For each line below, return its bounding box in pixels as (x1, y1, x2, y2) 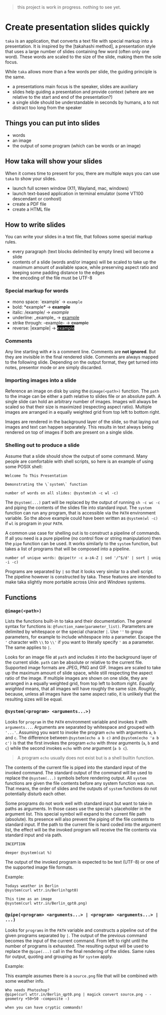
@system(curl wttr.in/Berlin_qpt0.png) (5, 900, 88, 906)
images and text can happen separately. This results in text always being (5, 424, 154, 430)
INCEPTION (5, 841, 26, 846)
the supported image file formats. (5, 864, 73, 870)
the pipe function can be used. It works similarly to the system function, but (5, 540, 158, 546)
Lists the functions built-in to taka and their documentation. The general (5, 618, 152, 624)
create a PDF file (12, 201, 47, 207)
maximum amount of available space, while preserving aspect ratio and (12, 264, 159, 270)
